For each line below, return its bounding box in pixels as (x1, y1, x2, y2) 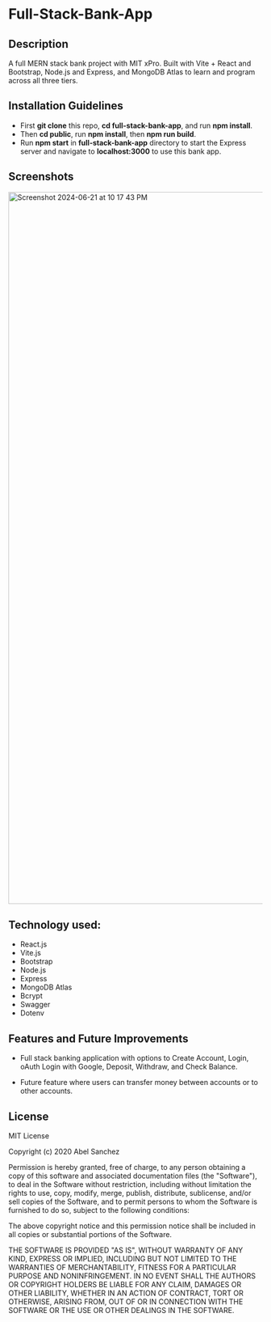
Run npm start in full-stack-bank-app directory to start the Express (19, 138, 247, 147)
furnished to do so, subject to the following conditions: (8, 1205, 190, 1215)
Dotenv (19, 1008, 44, 1018)
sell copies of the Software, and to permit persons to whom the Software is (8, 1197, 258, 1206)
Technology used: (8, 918, 102, 932)
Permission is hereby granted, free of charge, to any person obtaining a (8, 1163, 246, 1172)
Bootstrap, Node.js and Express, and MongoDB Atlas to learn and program (8, 67, 256, 77)
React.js (19, 939, 48, 949)
